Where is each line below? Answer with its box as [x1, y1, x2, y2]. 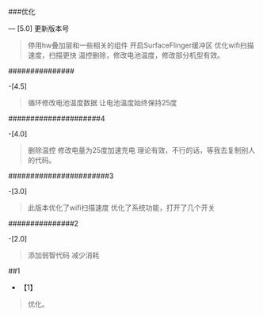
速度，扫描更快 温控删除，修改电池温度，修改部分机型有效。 [27, 51, 224, 59]
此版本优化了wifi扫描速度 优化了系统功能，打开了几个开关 [27, 203, 215, 212]
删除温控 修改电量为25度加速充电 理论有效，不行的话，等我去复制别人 [27, 146, 256, 154]
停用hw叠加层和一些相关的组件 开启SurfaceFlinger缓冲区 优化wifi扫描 [27, 40, 254, 50]
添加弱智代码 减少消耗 [27, 250, 100, 260]
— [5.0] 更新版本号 [8, 24, 70, 33]
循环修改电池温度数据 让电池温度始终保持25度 [27, 98, 177, 107]
